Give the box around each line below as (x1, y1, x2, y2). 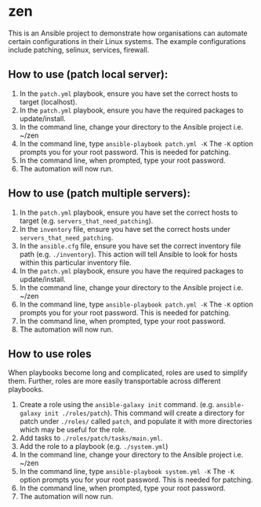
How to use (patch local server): (8, 68, 169, 81)
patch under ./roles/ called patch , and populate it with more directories (19, 417, 252, 426)
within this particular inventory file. (19, 258, 132, 267)
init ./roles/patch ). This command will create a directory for (44, 408, 245, 418)
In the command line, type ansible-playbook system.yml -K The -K (19, 467, 235, 476)
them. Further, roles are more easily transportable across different (8, 377, 221, 386)
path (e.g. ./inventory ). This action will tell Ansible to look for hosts (19, 249, 237, 259)
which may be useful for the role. (19, 425, 127, 435)
